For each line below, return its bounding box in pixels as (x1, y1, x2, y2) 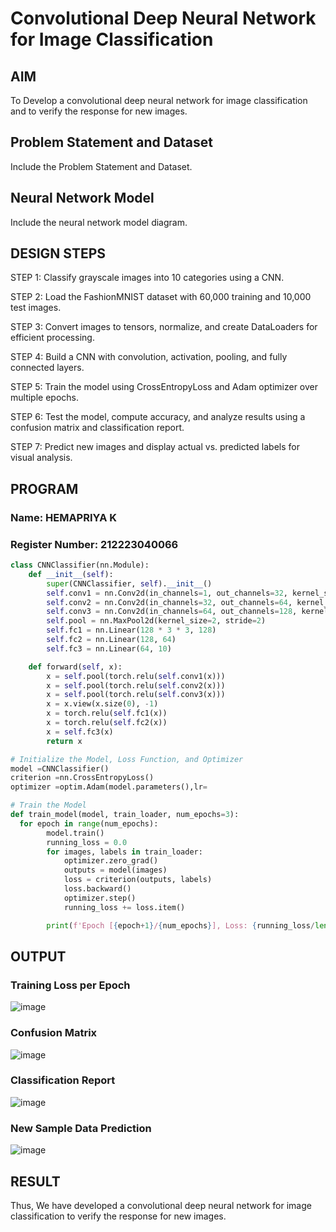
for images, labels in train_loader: (46, 847, 203, 857)
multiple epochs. (10, 392, 79, 404)
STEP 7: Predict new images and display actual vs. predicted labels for (10, 441, 300, 453)
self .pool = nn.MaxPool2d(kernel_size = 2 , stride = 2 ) (46, 616, 267, 626)
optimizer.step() (63, 893, 137, 903)
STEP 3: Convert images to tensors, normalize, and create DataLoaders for (10, 321, 318, 333)
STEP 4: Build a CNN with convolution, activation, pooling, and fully (10, 351, 288, 363)
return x (46, 736, 83, 746)
